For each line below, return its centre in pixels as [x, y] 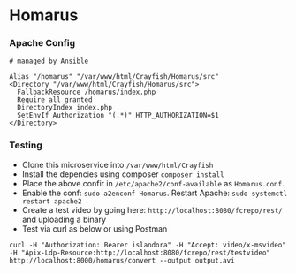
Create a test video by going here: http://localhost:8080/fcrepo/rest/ [152, 209]
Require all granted [55, 100]
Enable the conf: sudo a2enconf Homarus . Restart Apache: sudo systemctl [155, 193]
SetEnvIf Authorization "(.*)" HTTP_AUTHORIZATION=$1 [118, 116]
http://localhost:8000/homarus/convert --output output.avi [122, 260]
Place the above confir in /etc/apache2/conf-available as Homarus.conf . [153, 183]
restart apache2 [52, 201]
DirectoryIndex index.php [65, 108]
